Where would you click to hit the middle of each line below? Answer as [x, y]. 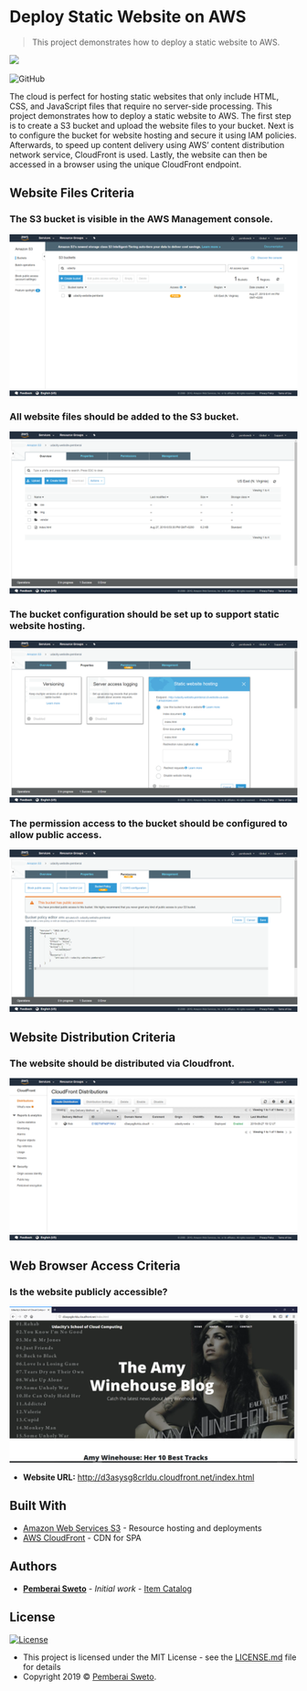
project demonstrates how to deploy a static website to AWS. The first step [150, 115]
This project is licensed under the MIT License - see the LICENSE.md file [159, 1657]
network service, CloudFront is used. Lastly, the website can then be [138, 154]
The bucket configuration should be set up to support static [145, 614]
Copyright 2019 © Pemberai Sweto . [90, 1676]
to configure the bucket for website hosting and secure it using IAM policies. [153, 135]
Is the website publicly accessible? [89, 1292]
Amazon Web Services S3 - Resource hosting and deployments [142, 1527]
